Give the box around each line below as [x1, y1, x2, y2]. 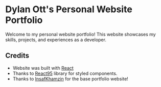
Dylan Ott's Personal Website [5, 4, 133, 15]
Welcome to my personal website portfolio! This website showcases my [5, 31, 156, 37]
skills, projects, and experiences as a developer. [5, 37, 106, 43]
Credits [5, 51, 30, 60]
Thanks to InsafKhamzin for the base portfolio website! [12, 75, 129, 82]
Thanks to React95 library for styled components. [12, 70, 118, 76]
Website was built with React [12, 65, 74, 71]
